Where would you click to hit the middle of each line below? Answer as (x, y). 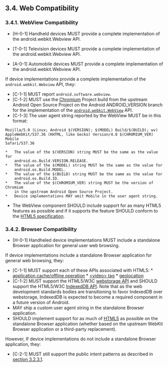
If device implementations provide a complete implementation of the (76, 79)
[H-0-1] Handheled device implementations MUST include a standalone (86, 240)
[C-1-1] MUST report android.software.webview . (62, 94)
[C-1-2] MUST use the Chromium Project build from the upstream (80, 99)
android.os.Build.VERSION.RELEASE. (51, 161)
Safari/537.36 (20, 143)
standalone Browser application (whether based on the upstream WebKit (88, 324)
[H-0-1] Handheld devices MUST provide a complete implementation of (86, 33)
